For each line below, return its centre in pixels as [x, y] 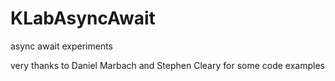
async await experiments [61, 46]
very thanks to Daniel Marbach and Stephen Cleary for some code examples [167, 65]
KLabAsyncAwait [83, 18]
